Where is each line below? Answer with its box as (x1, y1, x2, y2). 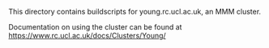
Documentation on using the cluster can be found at (8, 22, 182, 31)
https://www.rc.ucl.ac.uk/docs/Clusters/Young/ (8, 31, 166, 40)
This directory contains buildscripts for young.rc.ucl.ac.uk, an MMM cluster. (8, 7, 262, 16)
